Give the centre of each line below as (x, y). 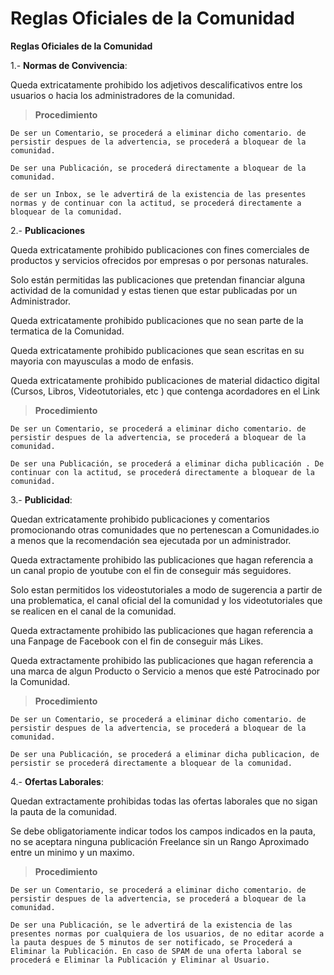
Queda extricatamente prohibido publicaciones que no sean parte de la (157, 320)
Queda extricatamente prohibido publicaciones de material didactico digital (165, 380)
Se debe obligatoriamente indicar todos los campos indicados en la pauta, (163, 831)
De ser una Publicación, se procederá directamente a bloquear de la (158, 168)
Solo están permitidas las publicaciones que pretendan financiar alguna (158, 279)
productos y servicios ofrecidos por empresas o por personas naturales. (159, 260)
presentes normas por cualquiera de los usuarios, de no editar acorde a (167, 933)
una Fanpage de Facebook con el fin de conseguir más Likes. (137, 641)
